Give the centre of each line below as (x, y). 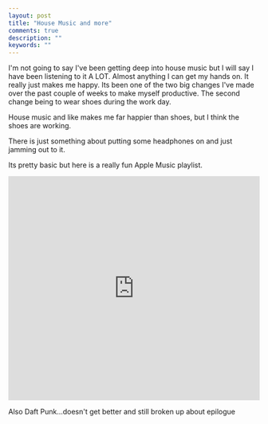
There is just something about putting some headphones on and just (120, 141)
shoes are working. (40, 126)
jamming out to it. (37, 150)
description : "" (35, 38)
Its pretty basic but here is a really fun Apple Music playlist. (106, 165)
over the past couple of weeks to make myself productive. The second (124, 93)
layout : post (30, 16)
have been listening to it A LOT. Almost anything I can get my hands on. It (128, 77)
